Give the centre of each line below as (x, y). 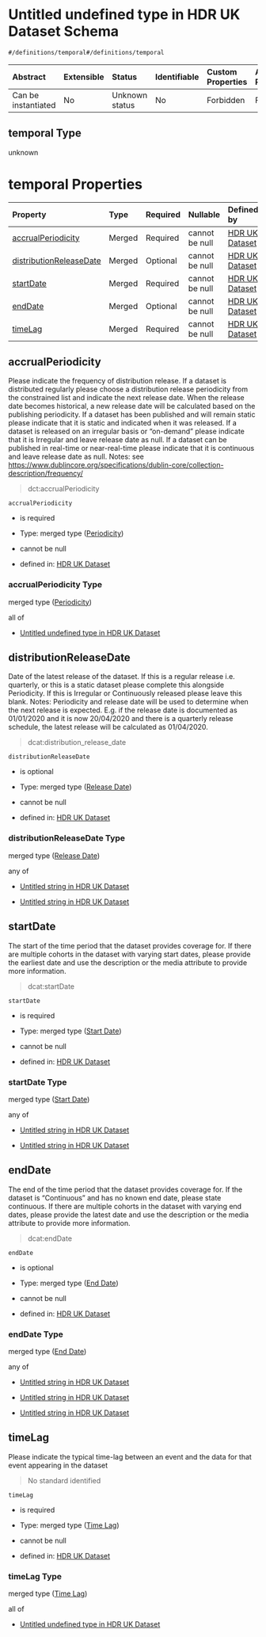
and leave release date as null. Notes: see (76, 456)
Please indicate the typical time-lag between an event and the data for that (130, 1456)
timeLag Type (35, 1576)
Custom (222, 71)
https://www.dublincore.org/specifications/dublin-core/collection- (116, 465)
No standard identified (64, 1480)
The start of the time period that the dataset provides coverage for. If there (130, 945)
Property (29, 214)
